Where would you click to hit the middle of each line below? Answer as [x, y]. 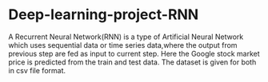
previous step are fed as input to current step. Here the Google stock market [134, 53]
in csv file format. [37, 70]
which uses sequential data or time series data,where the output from [123, 45]
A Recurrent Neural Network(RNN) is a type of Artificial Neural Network [126, 37]
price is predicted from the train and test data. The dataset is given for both [132, 62]
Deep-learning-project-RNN [104, 15]
